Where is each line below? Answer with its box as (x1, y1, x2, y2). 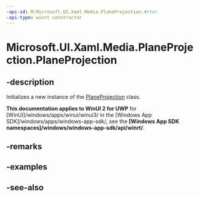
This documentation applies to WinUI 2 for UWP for (6, 105, 137, 112)
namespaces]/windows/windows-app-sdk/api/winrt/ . (6, 124, 145, 131)
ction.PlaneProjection (6, 53, 118, 67)
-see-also (6, 182, 44, 193)
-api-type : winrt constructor (6, 14, 83, 20)
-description (6, 77, 54, 87)
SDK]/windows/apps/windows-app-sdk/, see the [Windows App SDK (6, 117, 180, 125)
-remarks (6, 141, 42, 151)
